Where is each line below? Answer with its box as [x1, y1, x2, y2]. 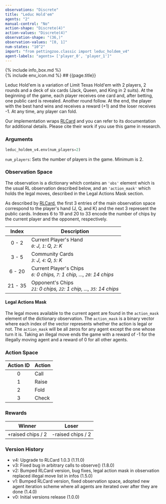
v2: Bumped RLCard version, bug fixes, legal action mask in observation [12, 467, 160, 473]
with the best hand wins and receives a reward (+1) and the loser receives [5, 103, 156, 109]
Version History [5, 446, 44, 453]
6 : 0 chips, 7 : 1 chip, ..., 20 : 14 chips [31, 271, 114, 278]
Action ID [7, 362, 30, 369]
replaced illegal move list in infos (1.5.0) [12, 473, 93, 479]
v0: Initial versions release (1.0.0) [12, 494, 80, 500]
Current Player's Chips [31, 265, 84, 272]
